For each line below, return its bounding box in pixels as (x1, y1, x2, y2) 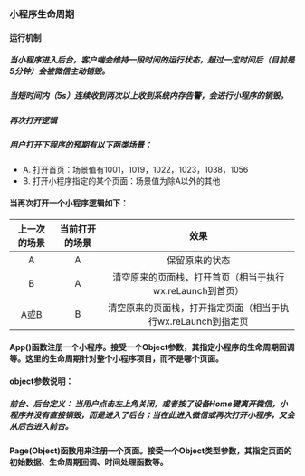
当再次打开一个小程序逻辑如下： (9, 197, 129, 209)
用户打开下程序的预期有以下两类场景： (9, 139, 152, 150)
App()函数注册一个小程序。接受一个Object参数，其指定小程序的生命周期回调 (9, 342, 295, 353)
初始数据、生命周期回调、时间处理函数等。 (9, 456, 168, 467)
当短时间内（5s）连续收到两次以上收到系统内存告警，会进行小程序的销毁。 (9, 90, 289, 101)
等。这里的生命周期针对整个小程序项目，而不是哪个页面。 (9, 353, 224, 364)
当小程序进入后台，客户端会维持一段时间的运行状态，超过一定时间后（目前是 (9, 54, 295, 65)
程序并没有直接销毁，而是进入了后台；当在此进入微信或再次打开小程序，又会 (9, 409, 295, 420)
